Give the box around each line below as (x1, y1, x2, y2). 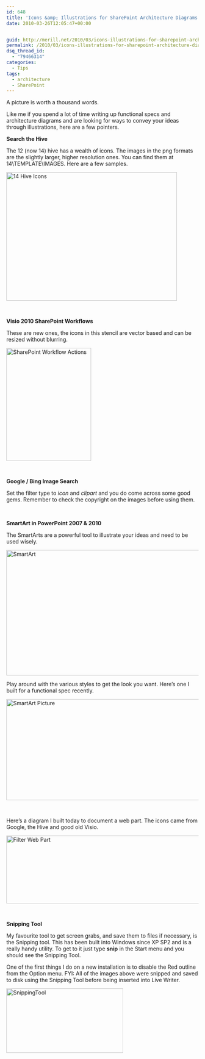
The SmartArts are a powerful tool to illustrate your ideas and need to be (6, 531, 189, 539)
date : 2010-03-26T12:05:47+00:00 (6, 20, 92, 26)
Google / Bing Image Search (6, 478, 79, 485)
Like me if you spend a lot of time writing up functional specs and (6, 110, 171, 118)
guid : (6, 37, 20, 43)
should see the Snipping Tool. (6, 952, 81, 959)
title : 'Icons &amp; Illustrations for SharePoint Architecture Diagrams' (6, 15, 201, 21)
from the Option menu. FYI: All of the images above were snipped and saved (6, 970, 198, 977)
